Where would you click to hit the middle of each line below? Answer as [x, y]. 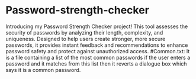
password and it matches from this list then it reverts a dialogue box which [96, 63]
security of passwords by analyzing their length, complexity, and [84, 32]
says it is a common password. [43, 70]
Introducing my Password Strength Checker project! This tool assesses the [97, 26]
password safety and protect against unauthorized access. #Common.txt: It [98, 51]
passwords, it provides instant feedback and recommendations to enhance [97, 45]
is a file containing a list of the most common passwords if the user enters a [98, 57]
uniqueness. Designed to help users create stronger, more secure [86, 39]
